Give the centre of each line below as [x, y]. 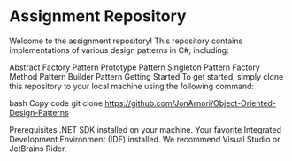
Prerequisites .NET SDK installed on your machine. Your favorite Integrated [145, 129]
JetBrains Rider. [38, 149]
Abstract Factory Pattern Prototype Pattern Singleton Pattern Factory [135, 67]
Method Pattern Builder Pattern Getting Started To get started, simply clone [146, 76]
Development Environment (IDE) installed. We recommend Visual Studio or [145, 139]
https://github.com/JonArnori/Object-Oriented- [191, 103]
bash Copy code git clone [56, 103]
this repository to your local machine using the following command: [132, 86]
